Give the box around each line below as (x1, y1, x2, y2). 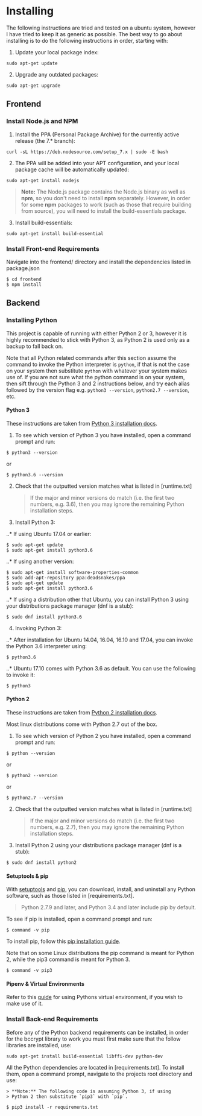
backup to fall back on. (6, 342, 63, 350)
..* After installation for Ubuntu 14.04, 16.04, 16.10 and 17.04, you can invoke (6, 636, 194, 643)
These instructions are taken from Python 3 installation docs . (6, 420, 158, 427)
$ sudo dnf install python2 (6, 860, 77, 866)
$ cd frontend (6, 276, 42, 282)
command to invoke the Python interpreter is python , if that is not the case (6, 361, 190, 368)
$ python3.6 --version (6, 471, 63, 478)
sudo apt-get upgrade (6, 83, 61, 89)
